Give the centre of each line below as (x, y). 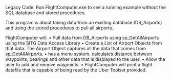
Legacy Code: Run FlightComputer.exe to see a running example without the (86, 7)
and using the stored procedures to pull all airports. (59, 28)
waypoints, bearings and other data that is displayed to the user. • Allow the (85, 59)
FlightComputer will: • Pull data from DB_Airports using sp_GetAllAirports (82, 38)
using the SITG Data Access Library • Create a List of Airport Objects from (84, 43)
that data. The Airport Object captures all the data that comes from (76, 48)
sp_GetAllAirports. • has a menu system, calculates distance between (79, 54)
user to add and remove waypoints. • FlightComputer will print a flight (79, 65)
